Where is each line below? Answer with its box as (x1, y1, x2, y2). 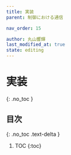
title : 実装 (6, 8, 34, 15)
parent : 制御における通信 (6, 14, 64, 20)
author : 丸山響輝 (6, 36, 46, 42)
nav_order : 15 (6, 25, 42, 31)
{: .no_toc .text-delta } (6, 130, 60, 138)
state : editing (6, 47, 44, 53)
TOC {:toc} (14, 142, 42, 149)
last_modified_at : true (6, 41, 66, 48)
